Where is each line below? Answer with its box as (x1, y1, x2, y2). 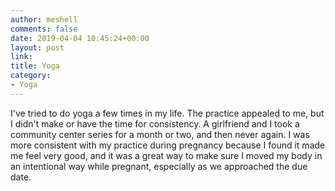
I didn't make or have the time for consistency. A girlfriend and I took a (10, 117, 300, 130)
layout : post (10, 42, 65, 53)
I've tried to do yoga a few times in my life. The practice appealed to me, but (10, 107, 325, 119)
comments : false (10, 24, 78, 34)
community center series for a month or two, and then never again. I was (10, 128, 310, 140)
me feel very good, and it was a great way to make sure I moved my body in (10, 149, 323, 161)
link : (10, 52, 33, 62)
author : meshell (10, 14, 78, 25)
